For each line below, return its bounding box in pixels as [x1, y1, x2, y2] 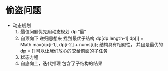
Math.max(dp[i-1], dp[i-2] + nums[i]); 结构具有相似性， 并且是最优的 [20, 41, 163, 47]
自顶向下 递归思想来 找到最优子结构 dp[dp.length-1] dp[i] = [20, 35, 144, 41]
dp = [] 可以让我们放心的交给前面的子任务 [20, 48, 108, 54]
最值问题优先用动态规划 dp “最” [20, 28, 86, 34]
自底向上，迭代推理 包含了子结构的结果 [20, 60, 103, 66]
